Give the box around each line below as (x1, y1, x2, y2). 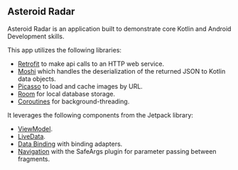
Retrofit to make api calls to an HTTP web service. (17, 59, 165, 68)
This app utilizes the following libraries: (7, 45, 122, 54)
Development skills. (7, 32, 65, 40)
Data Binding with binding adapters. (17, 140, 123, 148)
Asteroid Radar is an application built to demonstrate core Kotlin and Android (7, 24, 232, 33)
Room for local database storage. (17, 89, 116, 98)
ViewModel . (17, 124, 53, 133)
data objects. (17, 74, 57, 83)
